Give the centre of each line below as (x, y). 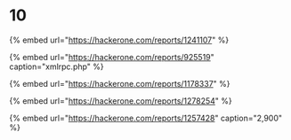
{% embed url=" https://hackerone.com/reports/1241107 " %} (119, 40)
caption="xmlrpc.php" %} (57, 66)
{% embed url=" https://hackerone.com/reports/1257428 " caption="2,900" (146, 118)
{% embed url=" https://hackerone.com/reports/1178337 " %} (120, 83)
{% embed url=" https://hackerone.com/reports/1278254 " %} (121, 101)
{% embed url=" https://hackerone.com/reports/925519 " (112, 57)
